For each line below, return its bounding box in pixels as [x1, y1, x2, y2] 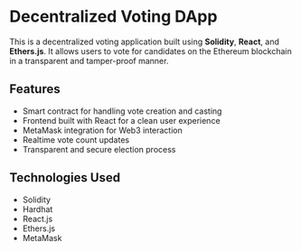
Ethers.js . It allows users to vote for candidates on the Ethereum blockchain [9, 45, 292, 56]
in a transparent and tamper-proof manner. [9, 55, 169, 66]
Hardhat [22, 203, 53, 214]
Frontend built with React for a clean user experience [22, 115, 221, 125]
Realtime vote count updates [22, 134, 129, 145]
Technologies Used [9, 170, 120, 186]
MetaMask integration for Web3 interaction [22, 125, 183, 135]
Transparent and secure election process [22, 144, 176, 154]
